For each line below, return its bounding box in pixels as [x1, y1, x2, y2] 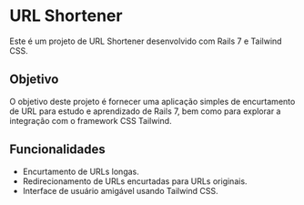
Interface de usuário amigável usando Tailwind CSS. [22, 185, 218, 196]
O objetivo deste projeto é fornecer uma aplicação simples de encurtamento [9, 96, 296, 107]
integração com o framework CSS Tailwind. [9, 115, 172, 126]
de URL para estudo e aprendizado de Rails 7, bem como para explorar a [9, 106, 281, 117]
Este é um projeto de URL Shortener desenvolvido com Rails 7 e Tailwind [9, 36, 282, 46]
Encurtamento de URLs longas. [22, 166, 139, 177]
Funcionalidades [9, 142, 106, 158]
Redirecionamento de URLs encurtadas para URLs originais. [22, 175, 248, 187]
